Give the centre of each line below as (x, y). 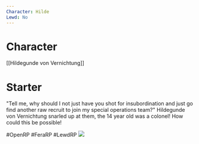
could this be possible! (34, 123)
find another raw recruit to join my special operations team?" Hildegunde (96, 110)
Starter (24, 87)
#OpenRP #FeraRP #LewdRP (42, 135)
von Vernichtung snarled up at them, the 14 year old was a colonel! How (95, 116)
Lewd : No (17, 17)
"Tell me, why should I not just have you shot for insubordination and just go (99, 104)
